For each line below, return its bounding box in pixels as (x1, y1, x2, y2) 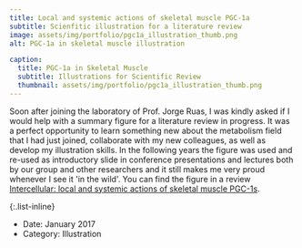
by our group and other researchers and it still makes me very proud (9, 163, 266, 174)
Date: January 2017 (22, 218, 96, 229)
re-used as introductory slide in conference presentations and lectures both (9, 154, 294, 165)
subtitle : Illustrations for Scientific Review (17, 72, 202, 82)
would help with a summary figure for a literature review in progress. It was (9, 115, 290, 126)
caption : (9, 56, 43, 65)
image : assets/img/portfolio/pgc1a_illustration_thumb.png (9, 30, 238, 39)
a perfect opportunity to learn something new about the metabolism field (9, 125, 282, 136)
